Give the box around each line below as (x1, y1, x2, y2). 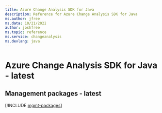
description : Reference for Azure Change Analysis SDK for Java (5, 12, 138, 17)
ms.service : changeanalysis (5, 35, 62, 39)
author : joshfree (5, 25, 40, 30)
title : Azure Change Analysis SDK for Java (5, 7, 95, 12)
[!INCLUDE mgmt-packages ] (5, 102, 62, 108)
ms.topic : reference (5, 30, 47, 35)
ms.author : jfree (5, 16, 40, 21)
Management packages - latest (5, 90, 102, 98)
